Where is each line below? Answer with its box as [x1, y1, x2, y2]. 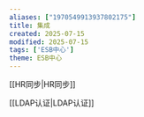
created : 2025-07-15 [9, 29, 86, 38]
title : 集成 [9, 21, 50, 30]
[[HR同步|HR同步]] [9, 79, 76, 89]
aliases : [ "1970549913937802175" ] [9, 12, 137, 22]
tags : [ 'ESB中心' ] [9, 46, 74, 55]
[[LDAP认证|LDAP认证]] [9, 98, 95, 108]
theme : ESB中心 [9, 54, 63, 62]
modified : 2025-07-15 [9, 37, 89, 47]
